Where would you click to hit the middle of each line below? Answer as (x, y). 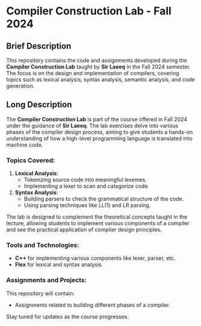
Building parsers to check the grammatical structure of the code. (104, 199)
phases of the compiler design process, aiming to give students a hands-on (100, 132)
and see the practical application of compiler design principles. (84, 230)
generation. (20, 86)
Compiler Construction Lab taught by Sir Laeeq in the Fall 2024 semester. (98, 67)
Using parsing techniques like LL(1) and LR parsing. (87, 205)
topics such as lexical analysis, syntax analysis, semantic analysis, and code (100, 80)
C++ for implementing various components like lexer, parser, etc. (95, 258)
